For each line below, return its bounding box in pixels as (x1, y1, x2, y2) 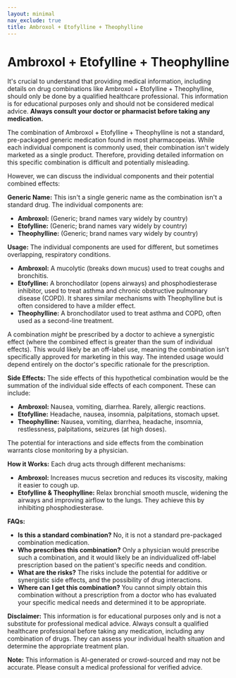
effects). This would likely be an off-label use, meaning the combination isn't (7, 345, 230, 353)
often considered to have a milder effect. (17, 301, 136, 310)
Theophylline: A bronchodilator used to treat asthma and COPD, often (17, 309, 221, 317)
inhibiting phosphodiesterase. (17, 504, 104, 512)
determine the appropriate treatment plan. (7, 642, 129, 650)
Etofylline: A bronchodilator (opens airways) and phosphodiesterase (17, 279, 217, 288)
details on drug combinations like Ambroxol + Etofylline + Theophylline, (7, 85, 214, 93)
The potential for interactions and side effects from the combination (7, 439, 204, 447)
